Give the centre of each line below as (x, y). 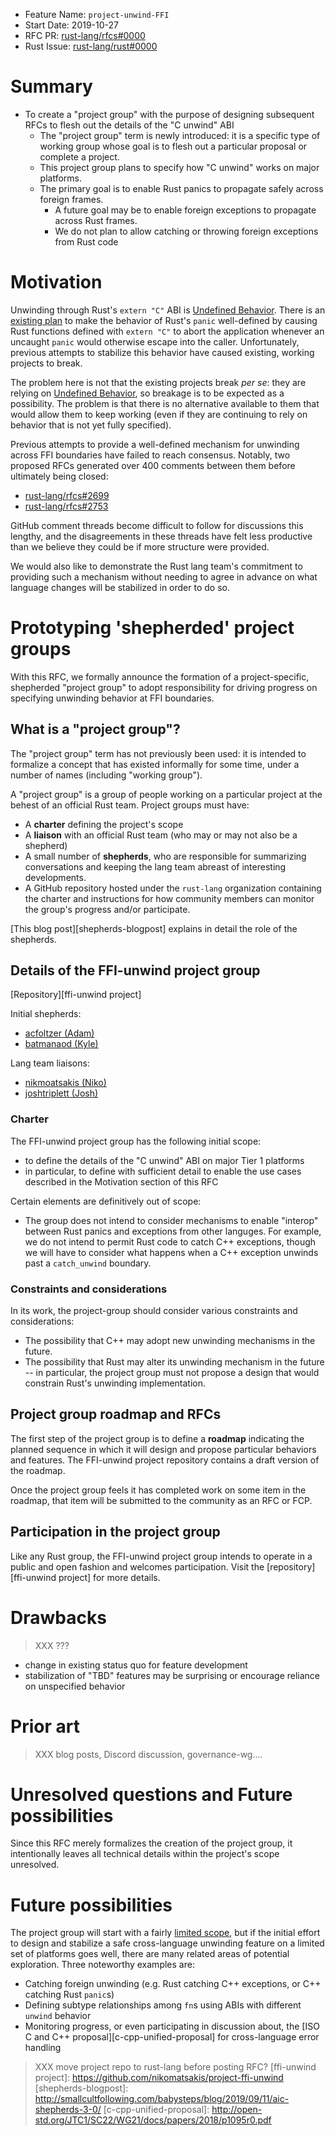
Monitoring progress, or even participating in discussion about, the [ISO (172, 2026)
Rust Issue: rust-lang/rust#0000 (91, 46)
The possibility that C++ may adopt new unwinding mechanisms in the (170, 1341)
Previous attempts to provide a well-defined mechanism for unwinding (155, 444)
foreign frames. (71, 199)
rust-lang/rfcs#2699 (67, 495)
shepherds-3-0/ (68, 2110)
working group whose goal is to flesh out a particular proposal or (173, 146)
